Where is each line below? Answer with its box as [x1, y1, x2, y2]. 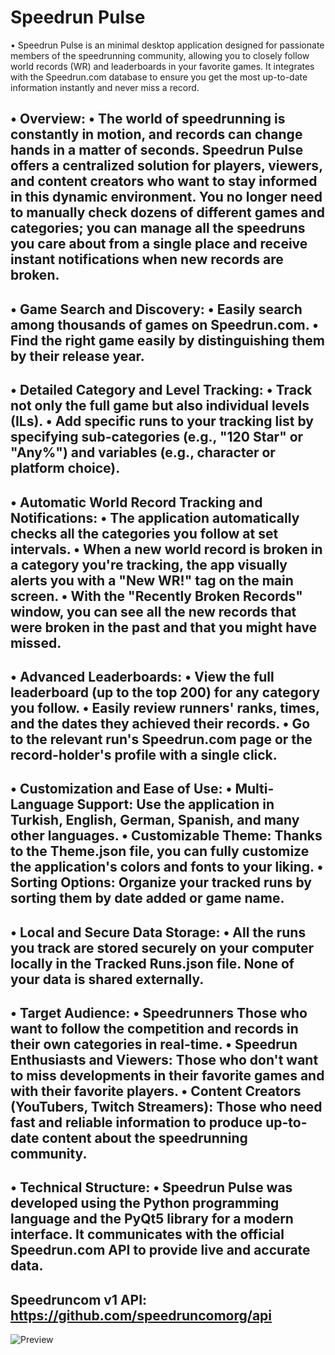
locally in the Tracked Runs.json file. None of [10, 955, 295, 972]
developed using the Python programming [10, 1195, 280, 1212]
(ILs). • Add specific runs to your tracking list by [10, 413, 314, 430]
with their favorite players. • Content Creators [10, 1083, 302, 1100]
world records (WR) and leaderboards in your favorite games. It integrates [10, 60, 315, 72]
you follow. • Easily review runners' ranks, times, [10, 699, 320, 716]
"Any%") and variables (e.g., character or [10, 444, 276, 461]
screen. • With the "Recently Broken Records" [10, 587, 303, 605]
